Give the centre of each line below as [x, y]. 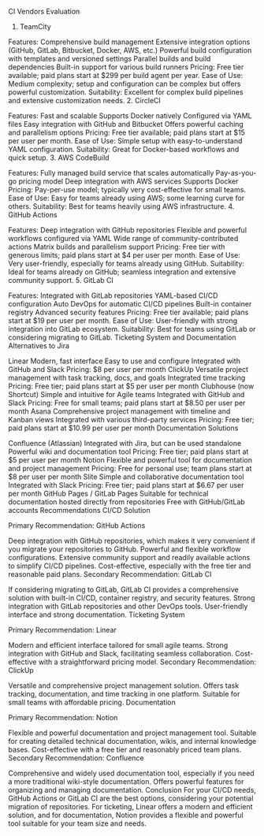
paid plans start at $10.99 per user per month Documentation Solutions [123, 428]
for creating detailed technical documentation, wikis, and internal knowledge [132, 741]
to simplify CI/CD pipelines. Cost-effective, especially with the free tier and [130, 566]
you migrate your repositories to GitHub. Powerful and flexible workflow [125, 549]
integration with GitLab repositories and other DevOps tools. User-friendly [128, 606]
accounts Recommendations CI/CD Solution [80, 510]
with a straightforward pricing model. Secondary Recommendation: [147, 662]
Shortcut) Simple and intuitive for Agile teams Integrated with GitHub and [126, 394]
